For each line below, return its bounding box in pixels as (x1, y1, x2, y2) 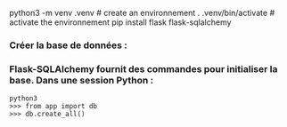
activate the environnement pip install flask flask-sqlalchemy (9, 17, 232, 28)
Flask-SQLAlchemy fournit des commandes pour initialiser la (9, 62, 278, 75)
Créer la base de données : (9, 39, 127, 52)
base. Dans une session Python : (9, 74, 154, 86)
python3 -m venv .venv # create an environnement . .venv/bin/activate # (9, 8, 275, 18)
